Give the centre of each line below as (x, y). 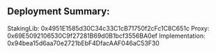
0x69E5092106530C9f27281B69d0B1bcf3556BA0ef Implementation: (106, 36)
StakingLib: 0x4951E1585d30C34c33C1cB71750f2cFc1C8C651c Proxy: (108, 28)
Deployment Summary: (59, 12)
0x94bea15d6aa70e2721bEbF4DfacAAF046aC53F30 (84, 43)
